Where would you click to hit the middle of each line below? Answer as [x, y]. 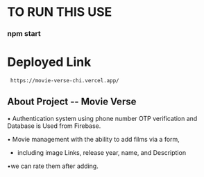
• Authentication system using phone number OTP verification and [102, 118]
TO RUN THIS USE [60, 12]
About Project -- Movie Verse [72, 102]
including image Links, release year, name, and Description [101, 152]
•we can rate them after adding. [53, 166]
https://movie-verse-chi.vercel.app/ [65, 81]
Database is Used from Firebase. [54, 126]
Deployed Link [49, 62]
